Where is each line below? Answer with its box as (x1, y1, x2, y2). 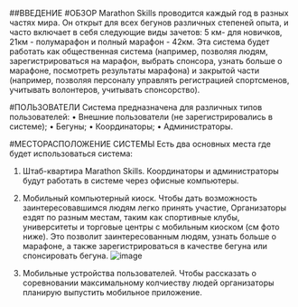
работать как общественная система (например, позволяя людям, (9, 46, 268, 57)
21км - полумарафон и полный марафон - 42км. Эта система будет (9, 36, 270, 47)
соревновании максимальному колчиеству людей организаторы (22, 277, 275, 288)
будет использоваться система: (9, 148, 134, 159)
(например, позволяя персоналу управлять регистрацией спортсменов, (9, 75, 290, 85)
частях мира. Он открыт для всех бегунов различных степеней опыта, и (9, 17, 289, 28)
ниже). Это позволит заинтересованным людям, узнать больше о (22, 231, 277, 242)
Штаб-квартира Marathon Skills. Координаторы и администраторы (22, 166, 280, 176)
